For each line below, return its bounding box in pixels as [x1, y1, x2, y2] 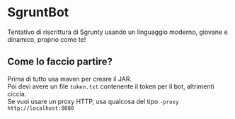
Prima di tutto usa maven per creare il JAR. [7, 74, 132, 83]
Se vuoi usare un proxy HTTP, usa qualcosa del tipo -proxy [7, 97, 179, 106]
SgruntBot [7, 4, 69, 21]
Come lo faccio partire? [7, 56, 113, 68]
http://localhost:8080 [7, 104, 74, 112]
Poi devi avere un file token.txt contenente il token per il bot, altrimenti [7, 82, 214, 91]
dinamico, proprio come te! [7, 35, 86, 43]
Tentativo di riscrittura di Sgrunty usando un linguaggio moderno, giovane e [7, 28, 228, 36]
